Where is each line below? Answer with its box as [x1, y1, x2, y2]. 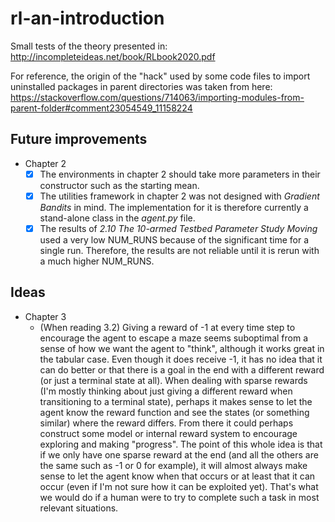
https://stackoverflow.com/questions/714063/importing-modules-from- [10, 91, 305, 103]
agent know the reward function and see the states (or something [39, 406, 310, 418]
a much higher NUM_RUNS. [39, 255, 155, 267]
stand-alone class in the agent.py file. [39, 212, 196, 224]
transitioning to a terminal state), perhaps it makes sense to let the [39, 395, 313, 407]
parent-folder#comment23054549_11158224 [10, 102, 193, 114]
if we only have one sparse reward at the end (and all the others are [39, 448, 319, 461]
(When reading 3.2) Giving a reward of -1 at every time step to [39, 321, 296, 333]
